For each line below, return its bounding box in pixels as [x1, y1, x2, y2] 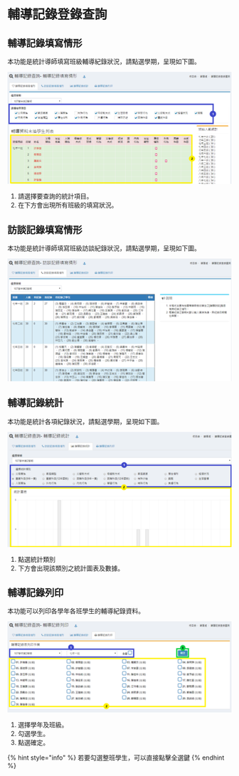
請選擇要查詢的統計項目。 [17, 192, 93, 201]
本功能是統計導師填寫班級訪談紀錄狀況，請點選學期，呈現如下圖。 [7, 244, 201, 253]
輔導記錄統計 [7, 397, 64, 409]
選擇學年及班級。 [17, 721, 68, 729]
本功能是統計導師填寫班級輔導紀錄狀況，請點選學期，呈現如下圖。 [7, 58, 201, 65]
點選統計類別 [17, 555, 55, 563]
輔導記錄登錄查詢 [7, 6, 108, 23]
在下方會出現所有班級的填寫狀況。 [17, 201, 118, 210]
